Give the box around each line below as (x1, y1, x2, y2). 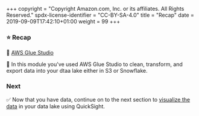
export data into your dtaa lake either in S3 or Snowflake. (6, 67, 148, 75)
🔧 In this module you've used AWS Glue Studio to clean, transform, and (6, 61, 183, 68)
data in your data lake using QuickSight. (6, 102, 106, 110)
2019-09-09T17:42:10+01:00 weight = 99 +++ (6, 18, 121, 25)
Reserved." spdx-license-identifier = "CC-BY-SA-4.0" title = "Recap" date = (6, 11, 195, 19)
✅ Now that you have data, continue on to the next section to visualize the (6, 96, 191, 103)
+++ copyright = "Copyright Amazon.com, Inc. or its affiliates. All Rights (6, 5, 185, 12)
